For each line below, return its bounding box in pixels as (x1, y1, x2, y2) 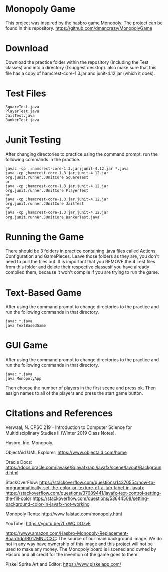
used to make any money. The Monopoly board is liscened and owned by (5, 546, 156, 552)
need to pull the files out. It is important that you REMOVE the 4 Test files (5, 258, 155, 264)
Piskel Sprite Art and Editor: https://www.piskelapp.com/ (5, 561, 122, 567)
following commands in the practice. (5, 156, 81, 162)
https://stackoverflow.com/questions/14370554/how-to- (39, 479, 156, 485)
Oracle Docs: (5, 459, 33, 465)
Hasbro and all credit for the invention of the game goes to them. (5, 551, 139, 557)
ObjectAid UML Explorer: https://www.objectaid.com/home (5, 449, 127, 455)
